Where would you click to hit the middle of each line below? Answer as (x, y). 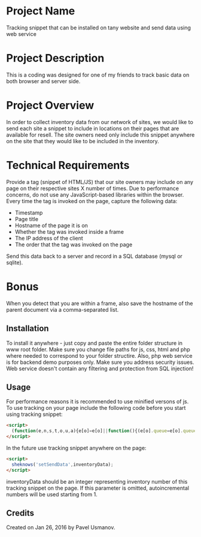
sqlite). (15, 263)
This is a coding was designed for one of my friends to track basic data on (98, 75)
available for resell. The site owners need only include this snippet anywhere (100, 135)
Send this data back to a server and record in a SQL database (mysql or (94, 256)
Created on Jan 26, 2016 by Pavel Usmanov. (61, 527)
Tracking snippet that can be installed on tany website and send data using (99, 28)
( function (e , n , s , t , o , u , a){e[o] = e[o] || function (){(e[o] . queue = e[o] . (98, 431)
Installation (28, 329)
